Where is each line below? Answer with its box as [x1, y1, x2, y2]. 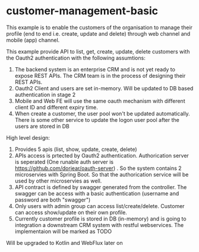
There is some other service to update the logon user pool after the [14, 116, 179, 123]
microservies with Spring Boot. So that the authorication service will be [14, 171, 189, 178]
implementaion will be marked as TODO [14, 228, 112, 235]
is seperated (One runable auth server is [14, 158, 114, 165]
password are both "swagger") [14, 196, 91, 203]
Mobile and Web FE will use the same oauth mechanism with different [14, 97, 185, 105]
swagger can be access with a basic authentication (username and [14, 190, 179, 197]
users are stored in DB [14, 122, 70, 130]
